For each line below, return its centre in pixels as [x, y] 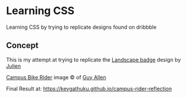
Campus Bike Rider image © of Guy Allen [56, 77]
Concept [22, 45]
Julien [14, 66]
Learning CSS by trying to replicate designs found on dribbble [81, 27]
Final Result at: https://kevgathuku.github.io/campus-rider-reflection [89, 89]
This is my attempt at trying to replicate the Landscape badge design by [93, 59]
